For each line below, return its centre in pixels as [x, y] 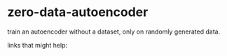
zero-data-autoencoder [78, 12]
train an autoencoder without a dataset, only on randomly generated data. [114, 31]
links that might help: [37, 45]
